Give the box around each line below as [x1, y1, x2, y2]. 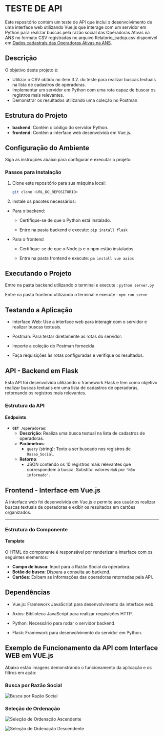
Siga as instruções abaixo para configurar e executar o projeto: [5, 157, 132, 163]
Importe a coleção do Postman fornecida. [12, 343, 96, 349]
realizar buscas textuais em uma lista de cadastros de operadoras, [5, 385, 139, 390]
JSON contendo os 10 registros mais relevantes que [26, 461, 131, 467]
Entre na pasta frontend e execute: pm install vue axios [19, 255, 134, 261]
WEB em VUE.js [5, 651, 54, 660]
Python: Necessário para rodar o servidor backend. [12, 620, 116, 626]
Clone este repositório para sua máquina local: [12, 180, 106, 186]
